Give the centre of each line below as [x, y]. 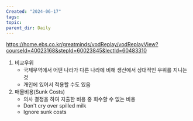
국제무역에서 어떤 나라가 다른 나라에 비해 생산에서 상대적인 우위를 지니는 [105, 70]
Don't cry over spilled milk [55, 106]
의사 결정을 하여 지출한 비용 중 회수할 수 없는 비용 [79, 99]
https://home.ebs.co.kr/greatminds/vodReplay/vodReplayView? [82, 44]
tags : [13, 17]
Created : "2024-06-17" [34, 11]
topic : [14, 22]
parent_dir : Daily [28, 28]
